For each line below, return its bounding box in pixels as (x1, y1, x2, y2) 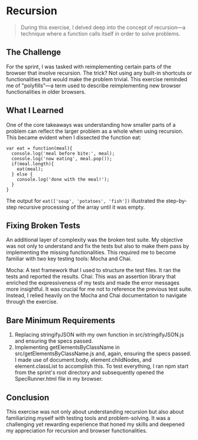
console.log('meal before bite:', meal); (11, 150, 115, 157)
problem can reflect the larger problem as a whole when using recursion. (6, 127, 184, 135)
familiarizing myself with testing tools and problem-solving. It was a (6, 415, 170, 422)
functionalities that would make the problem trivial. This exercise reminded (6, 75, 187, 82)
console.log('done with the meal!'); (17, 176, 110, 182)
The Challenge (6, 47, 61, 58)
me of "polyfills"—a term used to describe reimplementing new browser (6, 82, 181, 89)
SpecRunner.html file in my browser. (14, 375, 103, 382)
